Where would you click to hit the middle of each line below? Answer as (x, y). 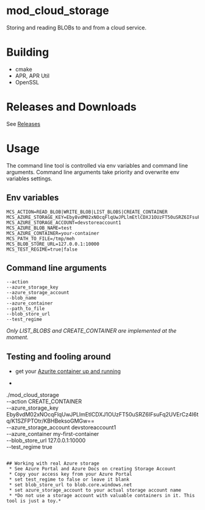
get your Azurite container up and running (68, 371)
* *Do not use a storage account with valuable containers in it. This (102, 496)
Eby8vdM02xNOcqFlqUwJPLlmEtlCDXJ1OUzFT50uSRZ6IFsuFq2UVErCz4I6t (103, 415)
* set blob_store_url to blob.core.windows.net (70, 485)
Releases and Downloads (72, 107)
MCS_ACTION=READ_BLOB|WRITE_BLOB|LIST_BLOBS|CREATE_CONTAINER (87, 212)
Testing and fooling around (59, 356)
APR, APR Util (32, 76)
